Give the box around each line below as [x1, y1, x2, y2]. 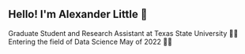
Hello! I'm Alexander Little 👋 [8, 8, 148, 21]
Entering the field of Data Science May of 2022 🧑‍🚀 [8, 37, 172, 46]
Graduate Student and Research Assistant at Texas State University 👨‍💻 [8, 28, 239, 38]
